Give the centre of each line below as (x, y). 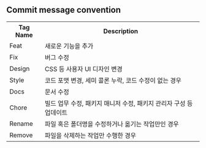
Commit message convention (64, 10)
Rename (21, 124)
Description (121, 31)
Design (20, 68)
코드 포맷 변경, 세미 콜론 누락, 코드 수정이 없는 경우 (113, 80)
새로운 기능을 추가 (69, 46)
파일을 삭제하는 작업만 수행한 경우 (91, 135)
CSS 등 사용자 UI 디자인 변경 (84, 68)
